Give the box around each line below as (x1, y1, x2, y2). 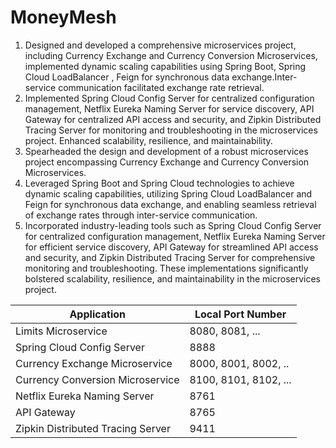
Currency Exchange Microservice (15, 356, 173, 370)
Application (69, 307, 127, 321)
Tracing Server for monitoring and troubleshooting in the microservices (24, 124, 318, 136)
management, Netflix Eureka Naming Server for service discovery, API (24, 102, 315, 115)
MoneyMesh (10, 6, 117, 29)
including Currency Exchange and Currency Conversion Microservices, (24, 49, 318, 61)
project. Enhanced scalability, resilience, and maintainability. (24, 134, 273, 146)
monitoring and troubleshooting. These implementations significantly (24, 262, 309, 274)
